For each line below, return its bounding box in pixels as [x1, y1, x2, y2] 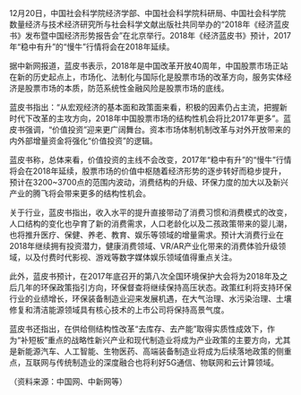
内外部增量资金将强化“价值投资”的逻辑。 [9, 135, 159, 146]
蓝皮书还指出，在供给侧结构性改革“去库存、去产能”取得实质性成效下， [9, 323, 268, 334]
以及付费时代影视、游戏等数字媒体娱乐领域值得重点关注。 [24, 252, 237, 262]
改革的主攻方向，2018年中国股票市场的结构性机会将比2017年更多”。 [32, 113, 284, 124]
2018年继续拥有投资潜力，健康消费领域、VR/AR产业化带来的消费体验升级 [9, 241, 279, 251]
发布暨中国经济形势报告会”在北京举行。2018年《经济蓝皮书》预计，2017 [24, 30, 291, 40]
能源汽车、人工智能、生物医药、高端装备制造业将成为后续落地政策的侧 [24, 346, 284, 356]
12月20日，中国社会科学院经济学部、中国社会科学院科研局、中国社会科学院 [9, 8, 287, 18]
